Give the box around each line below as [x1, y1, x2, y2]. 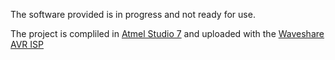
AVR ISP [10, 39, 44, 50]
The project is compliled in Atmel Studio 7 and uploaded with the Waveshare [10, 28, 325, 39]
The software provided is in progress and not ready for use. [10, 9, 256, 20]
